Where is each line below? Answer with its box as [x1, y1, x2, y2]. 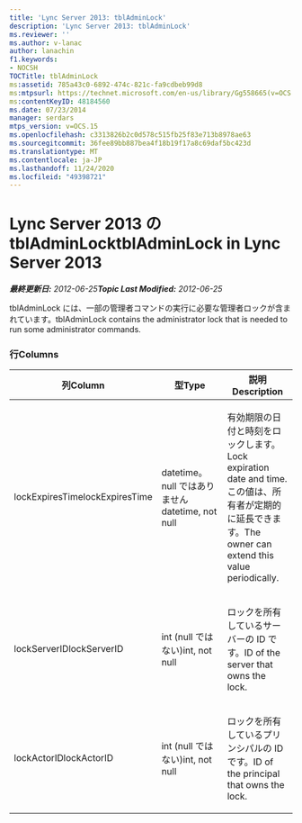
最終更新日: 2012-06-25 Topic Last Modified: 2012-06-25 [9, 284, 223, 294]
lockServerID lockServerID [13, 643, 124, 656]
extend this [226, 549, 274, 562]
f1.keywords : [9, 55, 58, 64]
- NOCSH [9, 64, 39, 73]
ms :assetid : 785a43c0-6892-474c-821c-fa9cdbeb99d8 [9, 80, 203, 89]
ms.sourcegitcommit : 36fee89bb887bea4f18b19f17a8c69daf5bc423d [9, 139, 252, 148]
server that [226, 658, 273, 671]
